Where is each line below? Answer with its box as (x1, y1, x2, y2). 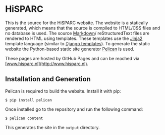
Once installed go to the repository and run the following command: (5, 106, 143, 112)
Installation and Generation (5, 75, 91, 83)
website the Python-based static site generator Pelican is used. (5, 46, 135, 52)
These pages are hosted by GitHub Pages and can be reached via (5, 55, 140, 61)
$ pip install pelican (5, 98, 52, 102)
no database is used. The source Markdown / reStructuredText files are (5, 30, 150, 36)
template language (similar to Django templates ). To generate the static (5, 40, 150, 46)
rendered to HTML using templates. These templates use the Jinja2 (5, 35, 143, 41)
